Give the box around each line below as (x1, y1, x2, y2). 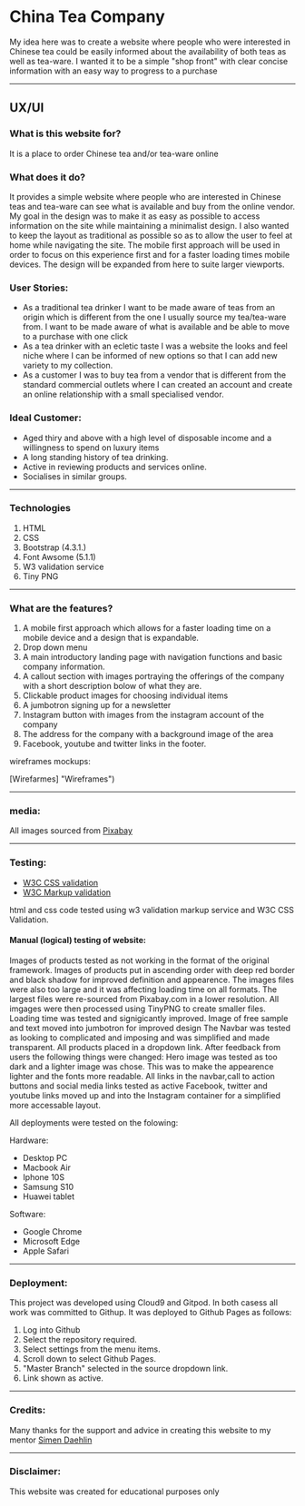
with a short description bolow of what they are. (22, 681, 202, 692)
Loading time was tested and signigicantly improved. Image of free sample (9, 1012, 289, 1023)
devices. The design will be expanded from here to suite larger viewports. (9, 259, 285, 270)
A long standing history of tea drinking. (22, 451, 169, 462)
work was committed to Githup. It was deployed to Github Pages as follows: (9, 1307, 292, 1318)
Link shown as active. (22, 1373, 104, 1383)
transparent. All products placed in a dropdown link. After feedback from (9, 1041, 281, 1052)
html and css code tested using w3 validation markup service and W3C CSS (9, 904, 295, 915)
